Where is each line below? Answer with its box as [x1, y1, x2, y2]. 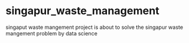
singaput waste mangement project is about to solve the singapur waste [5, 24, 184, 31]
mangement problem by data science [5, 29, 98, 37]
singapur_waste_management [5, 4, 160, 18]
